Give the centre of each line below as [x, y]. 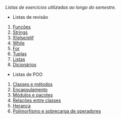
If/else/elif [23, 38]
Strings [20, 32]
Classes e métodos [33, 84]
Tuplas [19, 54]
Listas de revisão [30, 17]
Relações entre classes [37, 100]
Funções [22, 27]
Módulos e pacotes [33, 95]
